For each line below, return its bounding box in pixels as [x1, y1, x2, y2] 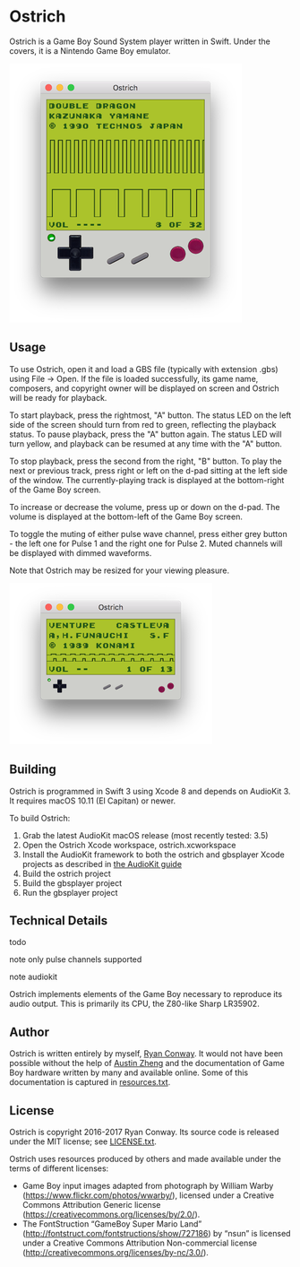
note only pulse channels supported [9, 954, 142, 965]
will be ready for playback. [9, 392, 107, 403]
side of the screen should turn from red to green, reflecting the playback [9, 419, 277, 430]
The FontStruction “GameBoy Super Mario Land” [21, 1219, 202, 1229]
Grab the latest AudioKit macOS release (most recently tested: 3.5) [21, 829, 269, 840]
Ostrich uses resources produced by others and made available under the [9, 1154, 282, 1164]
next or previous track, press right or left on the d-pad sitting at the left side [9, 464, 288, 476]
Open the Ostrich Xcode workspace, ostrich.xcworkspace [21, 839, 236, 850]
